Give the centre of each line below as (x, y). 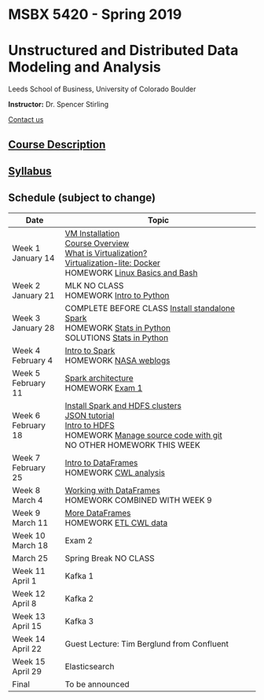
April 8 (24, 603)
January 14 (33, 257)
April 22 (27, 649)
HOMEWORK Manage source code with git (143, 435)
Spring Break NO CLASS (110, 558)
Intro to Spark (90, 350)
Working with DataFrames (113, 490)
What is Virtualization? (106, 253)
